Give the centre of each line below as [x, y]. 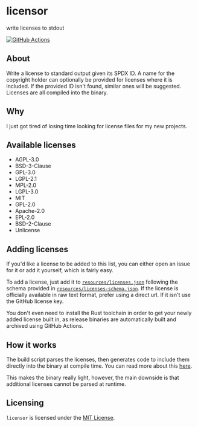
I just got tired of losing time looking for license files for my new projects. [97, 126]
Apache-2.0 [30, 211]
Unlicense [27, 230]
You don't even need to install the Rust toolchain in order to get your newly [99, 313]
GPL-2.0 [25, 204]
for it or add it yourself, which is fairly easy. [60, 270]
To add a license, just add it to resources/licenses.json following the [92, 282]
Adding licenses [37, 249]
